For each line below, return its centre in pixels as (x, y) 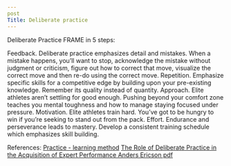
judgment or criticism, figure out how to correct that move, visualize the (109, 68)
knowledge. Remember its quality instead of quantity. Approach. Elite (105, 90)
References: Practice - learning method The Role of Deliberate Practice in (112, 147)
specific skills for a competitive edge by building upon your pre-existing (109, 82)
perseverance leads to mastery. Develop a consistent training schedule (108, 127)
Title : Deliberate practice (48, 20)
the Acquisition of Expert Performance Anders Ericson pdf (90, 155)
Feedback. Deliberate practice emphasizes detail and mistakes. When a (109, 53)
